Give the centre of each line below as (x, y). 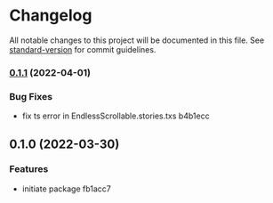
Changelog (51, 16)
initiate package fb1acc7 (66, 189)
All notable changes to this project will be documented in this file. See (137, 40)
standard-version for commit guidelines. (83, 49)
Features (29, 169)
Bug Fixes (31, 96)
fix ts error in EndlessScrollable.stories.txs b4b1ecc (116, 116)
